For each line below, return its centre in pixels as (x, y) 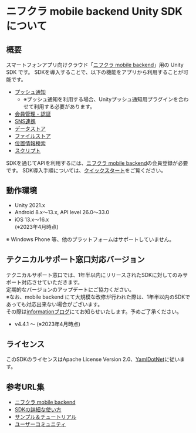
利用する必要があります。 (65, 106)
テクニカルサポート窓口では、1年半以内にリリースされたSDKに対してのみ (94, 275)
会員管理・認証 (33, 114)
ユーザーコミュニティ (40, 424)
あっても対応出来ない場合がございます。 (55, 304)
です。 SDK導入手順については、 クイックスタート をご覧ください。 (86, 170)
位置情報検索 (30, 143)
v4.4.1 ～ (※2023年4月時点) (48, 324)
